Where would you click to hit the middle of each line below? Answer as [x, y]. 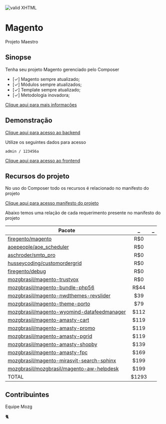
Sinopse [18, 57]
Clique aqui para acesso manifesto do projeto [52, 203]
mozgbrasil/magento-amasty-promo [51, 328]
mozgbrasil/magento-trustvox [43, 280]
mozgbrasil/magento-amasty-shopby [52, 345]
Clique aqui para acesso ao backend [43, 132]
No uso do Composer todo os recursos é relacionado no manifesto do [77, 188]
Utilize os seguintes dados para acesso [46, 142]
